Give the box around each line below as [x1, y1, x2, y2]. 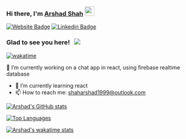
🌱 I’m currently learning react [15, 82, 88, 89]
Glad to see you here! [6, 38, 70, 47]
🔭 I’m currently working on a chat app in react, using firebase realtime [6, 63, 181, 71]
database [6, 70, 30, 77]
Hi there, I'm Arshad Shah [6, 9, 84, 18]
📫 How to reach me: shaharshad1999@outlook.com [15, 88, 146, 96]
